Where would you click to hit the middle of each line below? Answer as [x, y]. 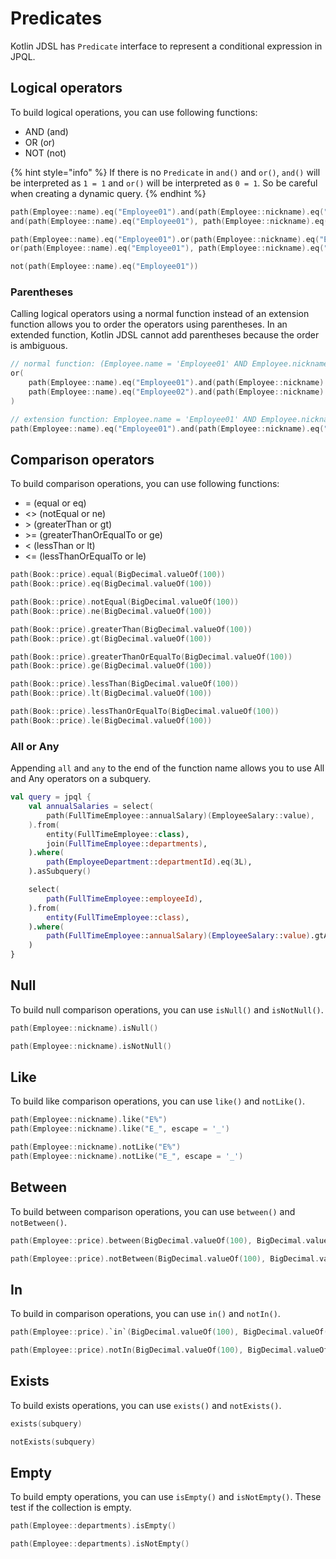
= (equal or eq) [55, 503]
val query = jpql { [51, 797]
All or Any [35, 746]
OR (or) [40, 142]
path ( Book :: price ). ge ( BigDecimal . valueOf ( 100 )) [111, 666]
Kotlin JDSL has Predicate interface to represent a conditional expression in [166, 46]
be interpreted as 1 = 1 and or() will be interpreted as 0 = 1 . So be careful [164, 183]
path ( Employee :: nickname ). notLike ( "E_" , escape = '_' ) [127, 1157]
